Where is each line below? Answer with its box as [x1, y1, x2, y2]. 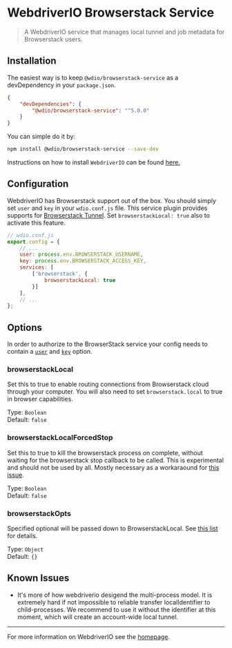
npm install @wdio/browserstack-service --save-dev [7, 146, 159, 153]
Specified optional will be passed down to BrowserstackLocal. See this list [7, 524, 218, 533]
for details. [7, 532, 38, 540]
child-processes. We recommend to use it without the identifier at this [17, 605, 216, 613]
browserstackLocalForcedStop [7, 433, 113, 443]
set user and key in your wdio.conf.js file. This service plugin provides [7, 204, 208, 212]
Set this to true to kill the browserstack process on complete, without [7, 448, 204, 457]
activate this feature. [7, 218, 66, 227]
